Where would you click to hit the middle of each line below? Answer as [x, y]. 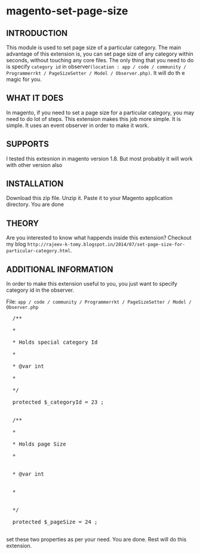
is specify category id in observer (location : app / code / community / [96, 66]
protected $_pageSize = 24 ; [55, 522]
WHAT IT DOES [35, 98]
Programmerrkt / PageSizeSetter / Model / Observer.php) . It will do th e [96, 73]
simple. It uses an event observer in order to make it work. [78, 125]
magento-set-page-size [67, 11]
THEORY [23, 223]
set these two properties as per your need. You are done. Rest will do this [96, 540]
